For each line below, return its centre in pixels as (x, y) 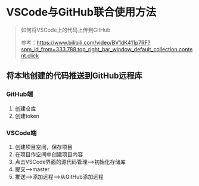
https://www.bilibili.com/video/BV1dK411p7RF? (94, 42)
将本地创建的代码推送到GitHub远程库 (74, 76)
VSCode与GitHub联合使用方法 (81, 12)
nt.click (30, 55)
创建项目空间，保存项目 (43, 147)
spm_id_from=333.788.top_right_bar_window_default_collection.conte (107, 49)
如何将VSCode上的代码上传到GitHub (66, 30)
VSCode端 (21, 133)
